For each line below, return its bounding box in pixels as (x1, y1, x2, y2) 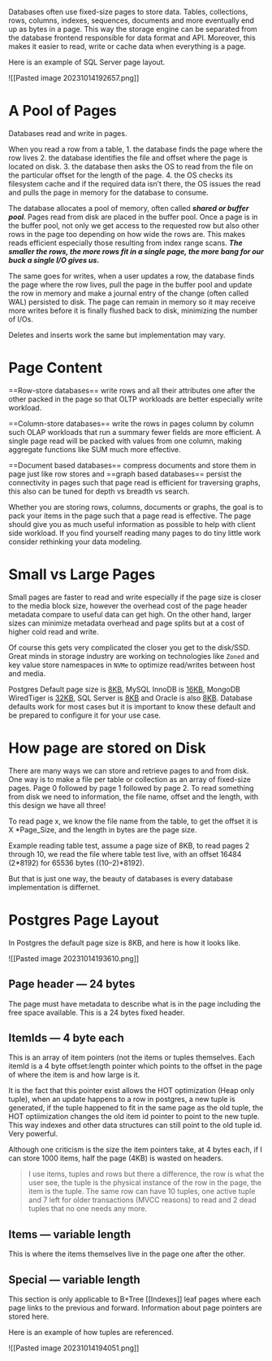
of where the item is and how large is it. (8, 1070, 140, 1080)
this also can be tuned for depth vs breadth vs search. (8, 486, 190, 496)
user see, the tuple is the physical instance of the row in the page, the (28, 1178, 262, 1188)
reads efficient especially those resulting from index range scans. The (8, 238, 243, 248)
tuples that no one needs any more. (28, 1204, 148, 1214)
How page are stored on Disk (8, 739, 207, 757)
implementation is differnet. (8, 882, 101, 892)
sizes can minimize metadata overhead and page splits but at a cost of (8, 618, 245, 628)
